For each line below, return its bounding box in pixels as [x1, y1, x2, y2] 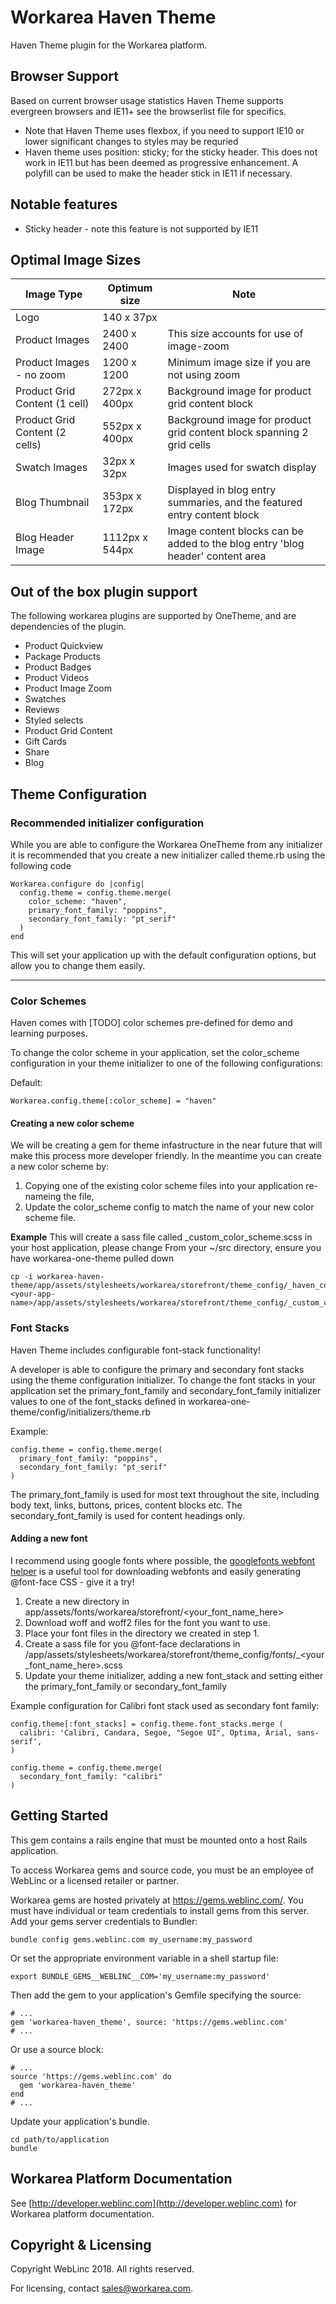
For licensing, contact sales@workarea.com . [10, 2282, 194, 2295]
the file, [63, 1191, 95, 1203]
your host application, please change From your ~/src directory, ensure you [10, 1242, 322, 1254]
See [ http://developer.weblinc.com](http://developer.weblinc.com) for [10, 2197, 298, 2209]
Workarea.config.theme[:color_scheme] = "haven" [10, 1096, 217, 1106]
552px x [102, 419, 142, 433]
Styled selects [24, 714, 84, 726]
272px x [102, 384, 142, 398]
